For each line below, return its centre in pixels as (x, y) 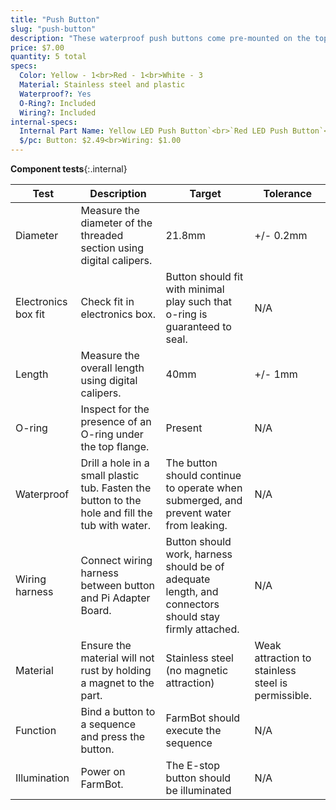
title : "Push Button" (55, 19)
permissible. (283, 695)
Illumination (42, 778)
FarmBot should (203, 718)
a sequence (108, 724)
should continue (203, 475)
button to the (111, 500)
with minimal (195, 289)
